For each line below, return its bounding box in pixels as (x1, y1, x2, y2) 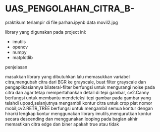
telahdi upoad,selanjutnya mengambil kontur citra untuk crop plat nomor (5, 100, 153, 106)
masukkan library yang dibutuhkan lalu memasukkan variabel (5, 73, 130, 79)
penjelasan (5, 64, 28, 70)
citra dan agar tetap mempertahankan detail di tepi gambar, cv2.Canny (5, 89, 150, 95)
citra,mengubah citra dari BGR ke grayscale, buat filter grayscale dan (5, 79, 146, 85)
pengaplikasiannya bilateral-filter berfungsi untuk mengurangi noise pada (5, 84, 155, 90)
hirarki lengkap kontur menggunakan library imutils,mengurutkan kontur (5, 110, 152, 117)
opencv (12, 44, 28, 50)
